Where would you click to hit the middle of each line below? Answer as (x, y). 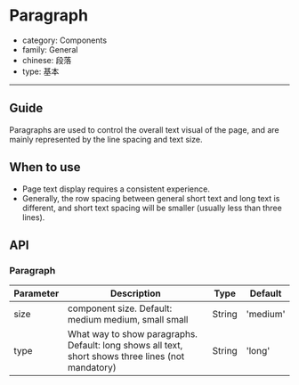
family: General (50, 49)
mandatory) (92, 368)
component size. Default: (120, 308)
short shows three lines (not (126, 356)
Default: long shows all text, (125, 346)
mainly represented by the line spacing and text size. (106, 139)
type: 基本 (40, 71)
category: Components (65, 40)
